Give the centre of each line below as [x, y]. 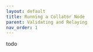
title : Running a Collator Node [45, 17]
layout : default [26, 11]
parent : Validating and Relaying [47, 22]
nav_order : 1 [22, 27]
